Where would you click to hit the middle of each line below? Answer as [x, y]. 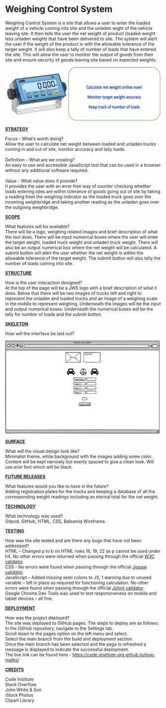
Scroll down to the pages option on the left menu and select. [67, 634]
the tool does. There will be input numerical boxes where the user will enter [82, 237]
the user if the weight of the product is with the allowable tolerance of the [80, 44]
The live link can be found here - [38, 654]
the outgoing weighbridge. [32, 207]
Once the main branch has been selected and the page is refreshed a [76, 644]
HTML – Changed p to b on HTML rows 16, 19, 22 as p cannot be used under [83, 551]
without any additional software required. [47, 170]
